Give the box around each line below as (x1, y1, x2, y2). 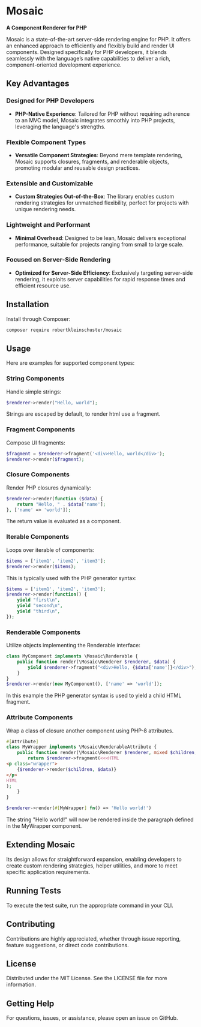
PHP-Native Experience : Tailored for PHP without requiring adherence (14, 110, 190, 118)
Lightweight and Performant (6, 221, 91, 229)
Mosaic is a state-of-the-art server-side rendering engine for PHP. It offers (6, 35, 191, 43)
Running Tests (6, 886, 61, 896)
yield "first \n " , (17, 597, 61, 603)
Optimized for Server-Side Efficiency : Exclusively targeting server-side (14, 269, 193, 277)
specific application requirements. (6, 868, 91, 875)
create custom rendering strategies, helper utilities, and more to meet (6, 862, 178, 869)
